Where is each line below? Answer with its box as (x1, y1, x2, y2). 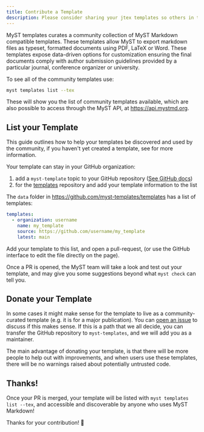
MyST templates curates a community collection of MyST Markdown (6, 31, 178, 38)
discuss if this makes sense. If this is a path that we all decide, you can (6, 323, 183, 330)
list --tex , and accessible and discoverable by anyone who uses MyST (6, 401, 188, 408)
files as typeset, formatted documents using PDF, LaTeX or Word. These (6, 44, 187, 52)
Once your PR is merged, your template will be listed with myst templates (6, 394, 189, 402)
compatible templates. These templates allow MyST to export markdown (6, 38, 188, 45)
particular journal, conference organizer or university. (6, 63, 140, 71)
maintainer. (6, 336, 35, 343)
